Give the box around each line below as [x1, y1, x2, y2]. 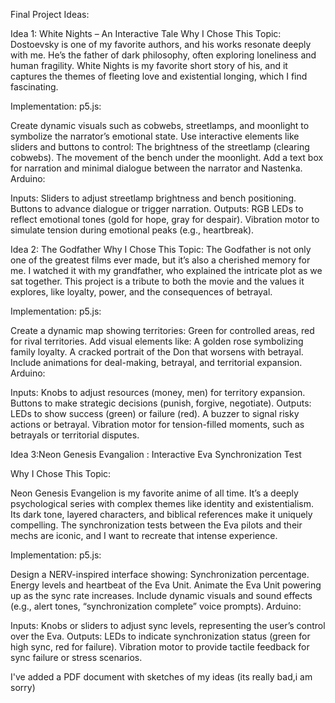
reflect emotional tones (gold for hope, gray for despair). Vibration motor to [10, 214, 320, 225]
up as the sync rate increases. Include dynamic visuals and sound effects [10, 590, 313, 601]
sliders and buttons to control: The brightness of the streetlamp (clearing [10, 141, 310, 153]
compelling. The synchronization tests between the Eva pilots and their [10, 519, 303, 531]
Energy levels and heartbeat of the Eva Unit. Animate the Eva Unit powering [10, 579, 322, 591]
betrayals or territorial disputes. [10, 429, 140, 441]
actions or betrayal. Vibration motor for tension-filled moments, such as [10, 419, 305, 430]
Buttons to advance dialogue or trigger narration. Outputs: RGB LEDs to [10, 203, 304, 214]
